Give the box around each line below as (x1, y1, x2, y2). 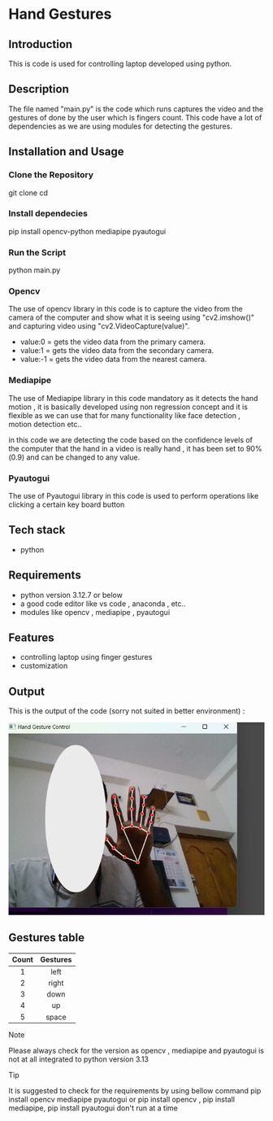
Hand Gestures (8, 5, 112, 24)
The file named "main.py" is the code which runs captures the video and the (8, 103, 264, 114)
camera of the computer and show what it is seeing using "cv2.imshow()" (8, 312, 254, 322)
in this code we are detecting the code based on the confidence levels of (8, 434, 253, 444)
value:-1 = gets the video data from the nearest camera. (19, 355, 207, 364)
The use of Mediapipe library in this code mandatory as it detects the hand (8, 393, 258, 403)
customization (19, 661, 68, 671)
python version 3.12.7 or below (19, 590, 123, 600)
